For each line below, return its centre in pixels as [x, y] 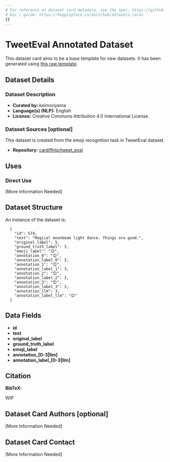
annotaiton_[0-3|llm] [35, 354]
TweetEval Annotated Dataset [69, 44]
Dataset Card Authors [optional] [57, 414]
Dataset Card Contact [40, 442]
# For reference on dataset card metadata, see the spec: [68, 10]
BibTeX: [13, 388]
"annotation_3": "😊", [38, 282]
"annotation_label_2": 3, [42, 278]
